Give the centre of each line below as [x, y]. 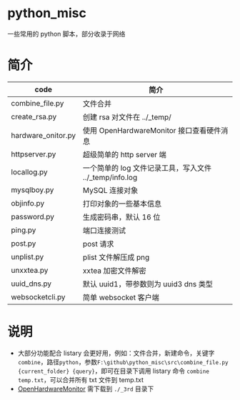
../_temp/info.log [110, 177]
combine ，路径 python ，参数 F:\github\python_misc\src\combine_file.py [123, 361]
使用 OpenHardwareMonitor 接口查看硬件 [152, 130]
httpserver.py [34, 154]
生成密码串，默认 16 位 [121, 217]
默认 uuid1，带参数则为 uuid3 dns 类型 [147, 284]
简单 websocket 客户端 [121, 297]
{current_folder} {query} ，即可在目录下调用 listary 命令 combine [113, 371]
